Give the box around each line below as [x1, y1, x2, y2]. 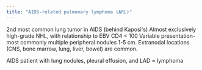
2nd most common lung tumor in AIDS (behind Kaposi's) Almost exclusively [6, 26, 197, 33]
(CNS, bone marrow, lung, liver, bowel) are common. [6, 45, 138, 52]
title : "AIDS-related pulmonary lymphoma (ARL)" [6, 9, 132, 15]
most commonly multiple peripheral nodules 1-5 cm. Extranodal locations [6, 38, 190, 46]
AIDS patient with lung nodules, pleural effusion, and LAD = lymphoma [6, 57, 184, 64]
